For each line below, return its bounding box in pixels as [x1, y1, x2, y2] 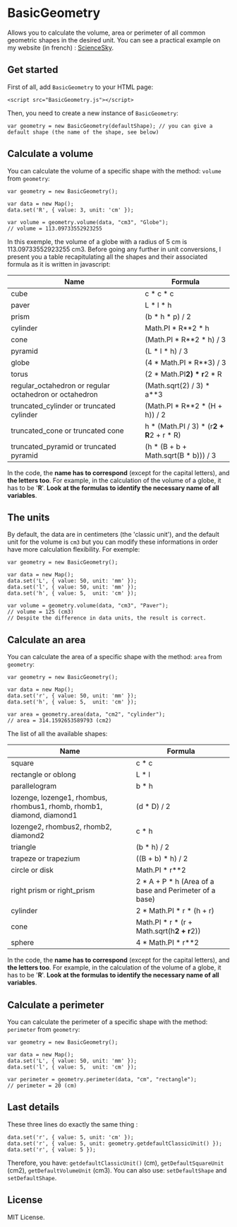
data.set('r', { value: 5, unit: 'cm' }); [7, 1134, 134, 1141]
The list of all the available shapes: [7, 730, 108, 738]
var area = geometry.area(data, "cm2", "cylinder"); [7, 711, 166, 719]
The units [7, 511, 50, 523]
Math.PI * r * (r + [135, 917, 193, 927]
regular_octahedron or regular [11, 380, 111, 390]
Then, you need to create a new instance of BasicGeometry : [7, 108, 178, 117]
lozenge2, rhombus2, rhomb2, [11, 822, 112, 832]
